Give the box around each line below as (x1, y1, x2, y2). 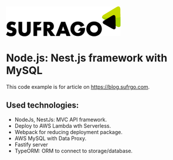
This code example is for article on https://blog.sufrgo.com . (6, 83, 150, 90)
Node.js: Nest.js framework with (6, 51, 168, 65)
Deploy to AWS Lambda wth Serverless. (14, 122, 111, 129)
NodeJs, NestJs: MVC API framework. (14, 116, 107, 123)
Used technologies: (6, 101, 79, 111)
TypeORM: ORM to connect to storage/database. (14, 147, 133, 154)
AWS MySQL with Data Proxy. (14, 135, 87, 142)
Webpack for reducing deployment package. (14, 128, 123, 135)
